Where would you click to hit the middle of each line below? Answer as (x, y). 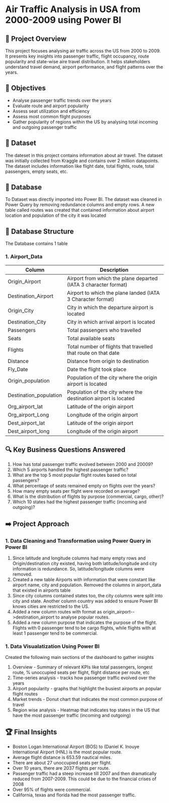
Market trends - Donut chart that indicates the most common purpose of (88, 699)
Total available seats (91, 338)
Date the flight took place (97, 369)
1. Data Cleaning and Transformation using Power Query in (78, 541)
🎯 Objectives (26, 88)
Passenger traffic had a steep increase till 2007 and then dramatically (84, 774)
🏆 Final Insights (31, 732)
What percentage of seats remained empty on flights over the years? (84, 486)
